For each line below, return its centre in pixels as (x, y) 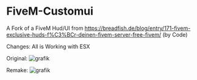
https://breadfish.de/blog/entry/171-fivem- (138, 28)
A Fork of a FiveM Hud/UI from (45, 28)
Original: (17, 58)
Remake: (17, 70)
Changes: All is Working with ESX (48, 46)
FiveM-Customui (50, 11)
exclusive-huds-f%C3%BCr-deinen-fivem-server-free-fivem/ (84, 34)
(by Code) (175, 34)
